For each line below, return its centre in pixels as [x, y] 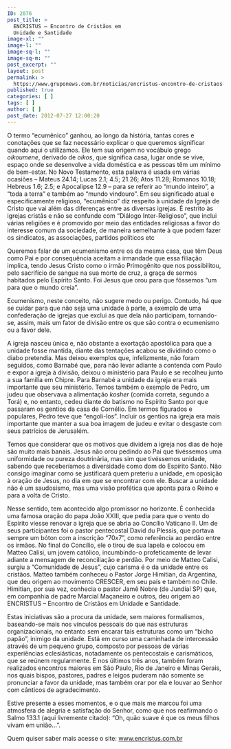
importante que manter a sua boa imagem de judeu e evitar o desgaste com [114, 423]
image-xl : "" [26, 39]
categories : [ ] [30, 97]
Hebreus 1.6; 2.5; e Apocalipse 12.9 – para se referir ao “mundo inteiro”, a [111, 186]
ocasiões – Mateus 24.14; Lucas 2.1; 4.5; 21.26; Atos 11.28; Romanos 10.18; [112, 179]
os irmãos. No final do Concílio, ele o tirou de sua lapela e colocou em [106, 545]
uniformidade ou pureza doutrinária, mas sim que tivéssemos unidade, [107, 458]
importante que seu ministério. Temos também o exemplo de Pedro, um [108, 387]
